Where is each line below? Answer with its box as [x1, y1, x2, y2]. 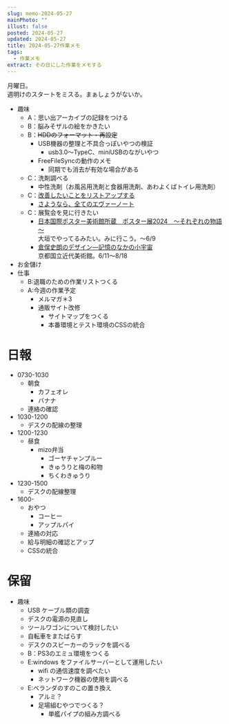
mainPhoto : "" [7, 17, 48, 23]
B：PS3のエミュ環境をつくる [27, 649, 110, 657]
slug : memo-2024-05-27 [7, 10, 72, 17]
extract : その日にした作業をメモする [7, 61, 102, 68]
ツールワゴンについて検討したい [27, 623, 119, 631]
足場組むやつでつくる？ [37, 701, 105, 709]
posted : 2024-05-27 [7, 29, 63, 37]
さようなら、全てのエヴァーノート [37, 200, 135, 208]
